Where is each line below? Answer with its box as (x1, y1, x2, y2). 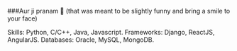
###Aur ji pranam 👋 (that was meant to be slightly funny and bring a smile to (7, 7, 231, 15)
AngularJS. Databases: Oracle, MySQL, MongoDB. (7, 35, 155, 44)
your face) (7, 14, 38, 23)
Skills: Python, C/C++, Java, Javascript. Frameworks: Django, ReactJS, (7, 28, 215, 36)
